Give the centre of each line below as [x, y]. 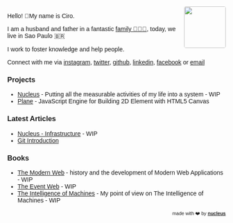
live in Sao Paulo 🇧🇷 [36, 36]
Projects [21, 79]
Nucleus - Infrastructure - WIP [58, 133]
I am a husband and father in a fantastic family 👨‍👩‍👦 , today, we [92, 29]
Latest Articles [32, 119]
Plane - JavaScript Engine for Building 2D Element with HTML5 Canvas [113, 101]
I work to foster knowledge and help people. [66, 50]
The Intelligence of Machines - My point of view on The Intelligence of [110, 193]
